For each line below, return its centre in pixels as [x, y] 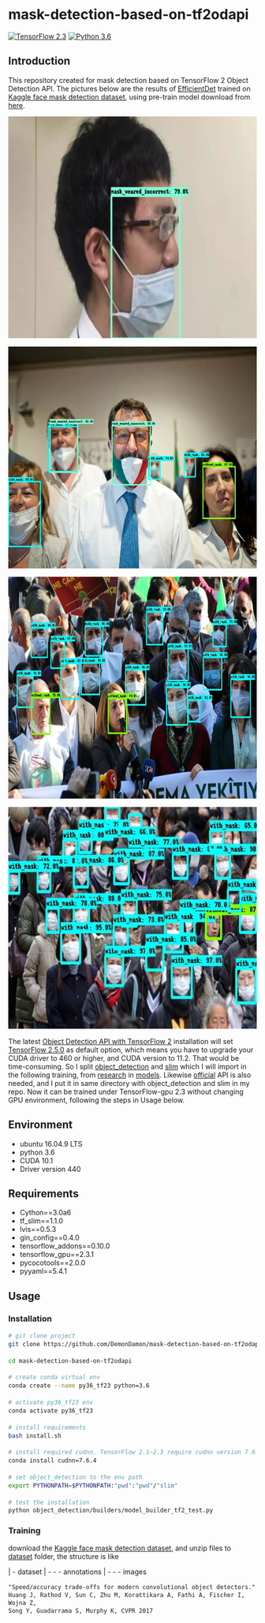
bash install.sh [35, 1436]
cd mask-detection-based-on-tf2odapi [70, 1361]
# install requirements [47, 1427]
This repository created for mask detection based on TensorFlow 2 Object [128, 80]
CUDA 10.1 [36, 1160]
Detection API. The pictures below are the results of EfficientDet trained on [129, 88]
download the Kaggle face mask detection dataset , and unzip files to [119, 1548]
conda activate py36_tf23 [50, 1410]
